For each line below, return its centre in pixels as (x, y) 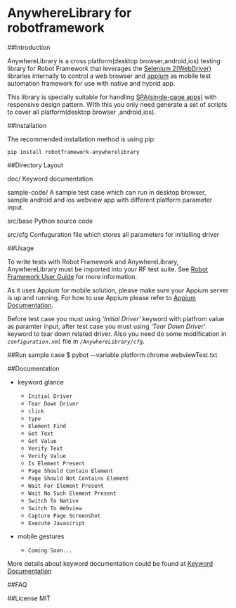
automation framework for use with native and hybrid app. (91, 83)
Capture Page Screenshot (64, 516)
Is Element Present (57, 463)
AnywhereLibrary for (70, 13)
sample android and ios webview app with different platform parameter (110, 200)
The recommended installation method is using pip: (81, 139)
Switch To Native (53, 500)
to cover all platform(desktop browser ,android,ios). (81, 112)
